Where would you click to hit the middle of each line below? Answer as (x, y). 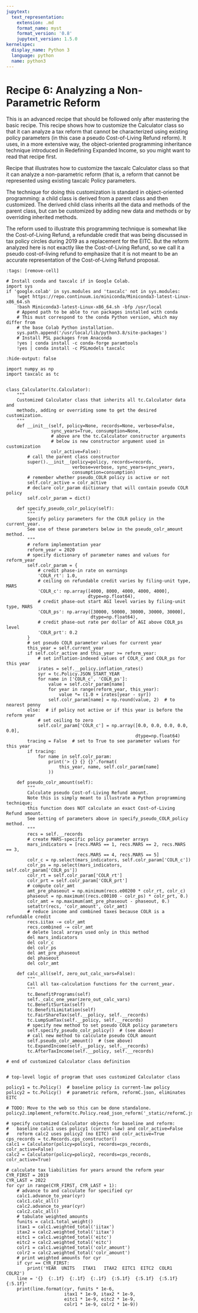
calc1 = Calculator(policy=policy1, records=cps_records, (79, 1144)
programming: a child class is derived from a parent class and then (87, 198)
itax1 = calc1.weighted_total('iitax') (66, 1227)
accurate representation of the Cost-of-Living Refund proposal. (83, 260)
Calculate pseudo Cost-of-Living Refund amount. (88, 793)
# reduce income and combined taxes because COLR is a (96, 912)
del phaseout (43, 958)
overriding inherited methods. (42, 217)
